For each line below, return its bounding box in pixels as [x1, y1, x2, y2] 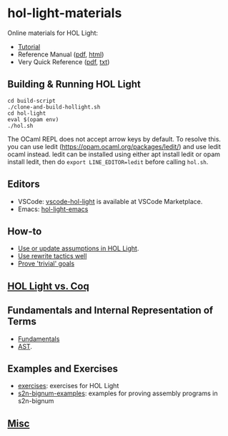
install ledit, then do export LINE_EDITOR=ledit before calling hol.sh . [7, 157, 209, 166]
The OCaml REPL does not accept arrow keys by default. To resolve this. [7, 134, 222, 143]
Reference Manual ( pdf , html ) [17, 50, 104, 59]
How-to [7, 225, 42, 237]
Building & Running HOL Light [7, 78, 142, 91]
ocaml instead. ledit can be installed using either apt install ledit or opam [7, 150, 220, 158]
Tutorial [17, 42, 41, 51]
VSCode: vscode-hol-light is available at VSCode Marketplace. [17, 197, 203, 206]
